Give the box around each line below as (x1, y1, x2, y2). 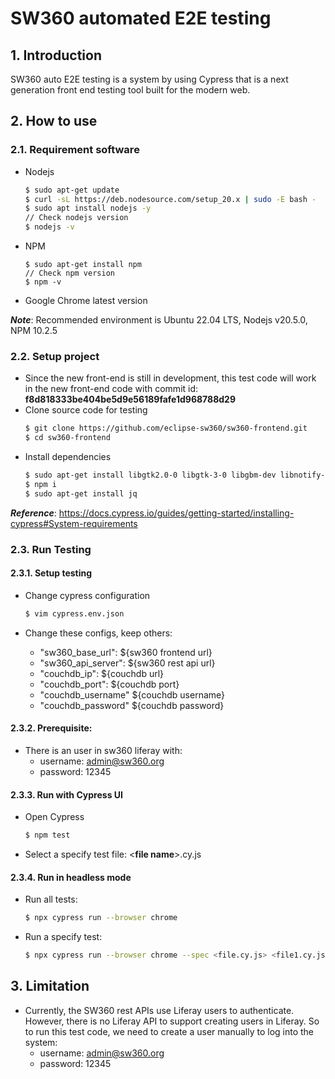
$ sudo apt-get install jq (24, 488, 138, 499)
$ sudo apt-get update (24, 185, 120, 195)
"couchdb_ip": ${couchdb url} (39, 667, 165, 679)
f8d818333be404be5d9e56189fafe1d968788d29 (24, 393, 237, 406)
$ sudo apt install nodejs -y (24, 203, 152, 214)
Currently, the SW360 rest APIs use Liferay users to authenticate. (24, 1004, 295, 1016)
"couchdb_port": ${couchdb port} (39, 678, 180, 690)
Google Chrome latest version (24, 295, 148, 307)
